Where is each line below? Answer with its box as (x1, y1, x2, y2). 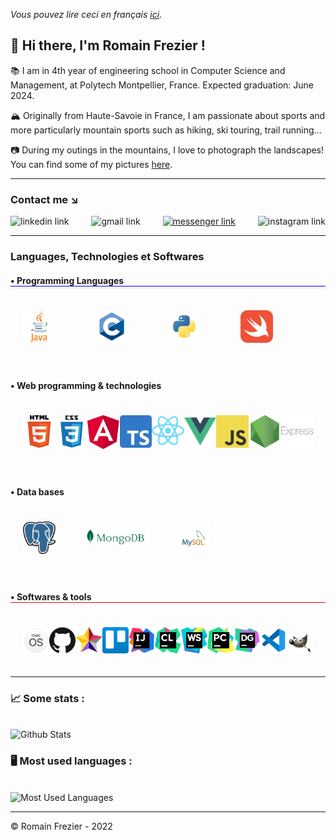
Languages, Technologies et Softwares (10, 250, 205, 264)
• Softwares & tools (10, 591, 92, 603)
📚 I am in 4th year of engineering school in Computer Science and (10, 64, 286, 76)
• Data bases (10, 485, 65, 498)
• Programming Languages (10, 274, 125, 286)
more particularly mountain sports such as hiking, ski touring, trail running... (10, 124, 322, 136)
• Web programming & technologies (10, 379, 162, 391)
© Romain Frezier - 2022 (10, 820, 113, 832)
